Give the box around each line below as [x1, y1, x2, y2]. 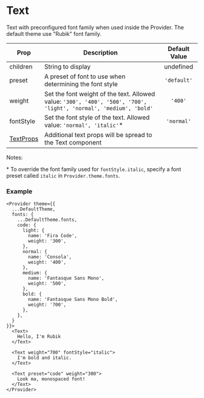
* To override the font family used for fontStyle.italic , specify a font [6, 165, 182, 173]
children [9, 62, 33, 70]
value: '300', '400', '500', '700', [44, 97, 148, 106]
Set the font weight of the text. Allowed [44, 89, 155, 98]
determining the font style [44, 79, 118, 88]
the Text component [44, 138, 102, 146]
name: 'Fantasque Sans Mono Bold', [28, 297, 118, 303]
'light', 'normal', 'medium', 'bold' [44, 104, 154, 112]
